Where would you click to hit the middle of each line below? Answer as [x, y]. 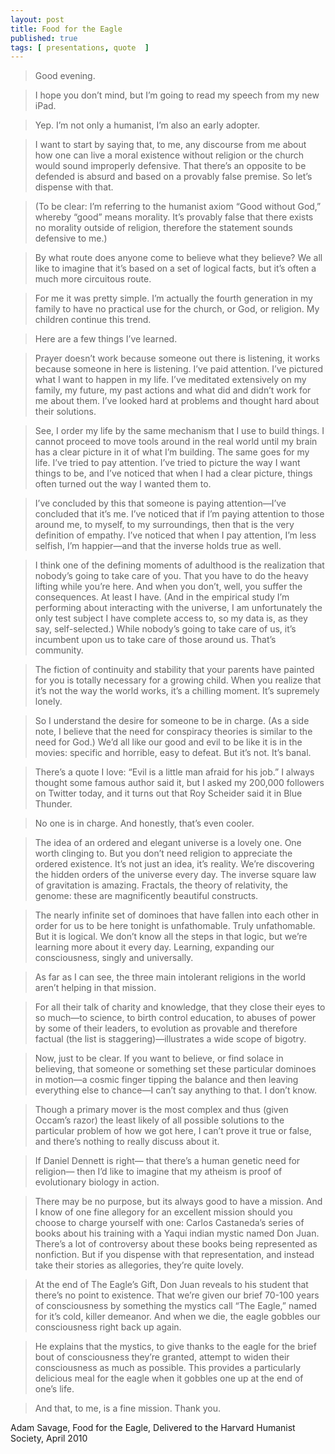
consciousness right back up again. [108, 1327]
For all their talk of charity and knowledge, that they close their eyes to [180, 1007]
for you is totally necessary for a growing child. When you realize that [178, 680]
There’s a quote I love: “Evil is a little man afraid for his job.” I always [174, 772]
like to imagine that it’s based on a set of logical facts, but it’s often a [175, 268]
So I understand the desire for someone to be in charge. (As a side [172, 721]
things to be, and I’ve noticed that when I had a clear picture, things [173, 473]
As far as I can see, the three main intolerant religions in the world [170, 977]
